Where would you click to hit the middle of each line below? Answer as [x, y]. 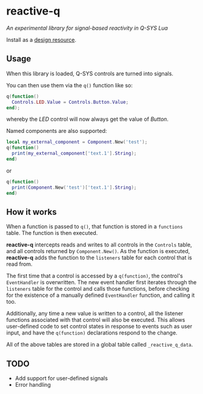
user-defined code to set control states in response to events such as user [99, 327]
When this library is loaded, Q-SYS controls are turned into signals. [90, 73]
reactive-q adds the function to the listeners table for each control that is [99, 258]
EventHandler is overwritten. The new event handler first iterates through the [101, 282]
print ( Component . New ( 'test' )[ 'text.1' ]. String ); [74, 187]
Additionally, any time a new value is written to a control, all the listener [95, 313]
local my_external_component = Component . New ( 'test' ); [77, 142]
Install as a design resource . [42, 39]
